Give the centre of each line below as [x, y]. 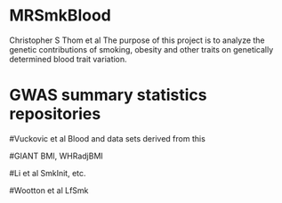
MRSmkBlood [60, 16]
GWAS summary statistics [108, 95]
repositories [55, 114]
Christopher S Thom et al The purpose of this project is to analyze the [137, 40]
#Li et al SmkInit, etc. [48, 173]
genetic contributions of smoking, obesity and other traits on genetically [141, 49]
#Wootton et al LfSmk [49, 190]
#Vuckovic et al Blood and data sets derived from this [108, 138]
